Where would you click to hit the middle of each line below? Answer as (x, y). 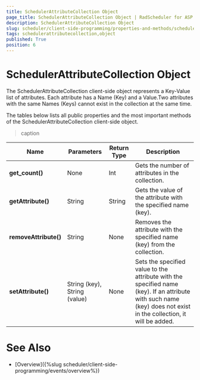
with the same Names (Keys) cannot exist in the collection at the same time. (99, 104)
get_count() (26, 172)
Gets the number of (162, 165)
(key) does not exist (162, 306)
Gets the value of (159, 190)
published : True (26, 39)
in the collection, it (160, 314)
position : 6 (21, 45)
